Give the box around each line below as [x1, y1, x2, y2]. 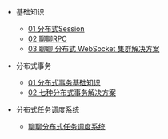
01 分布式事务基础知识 [27, 78, 102, 87]
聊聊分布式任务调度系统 [27, 122, 106, 131]
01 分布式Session [27, 24, 86, 34]
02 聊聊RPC [27, 34, 68, 43]
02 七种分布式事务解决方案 [27, 88, 116, 97]
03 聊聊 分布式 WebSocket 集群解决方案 [27, 44, 160, 54]
